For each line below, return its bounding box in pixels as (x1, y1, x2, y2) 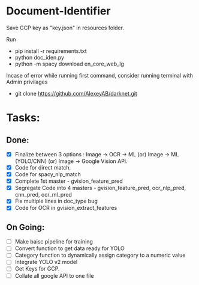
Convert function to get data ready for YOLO (14, 245, 125, 252)
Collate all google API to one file (14, 272, 94, 279)
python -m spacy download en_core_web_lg (14, 60, 125, 67)
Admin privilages (6, 78, 48, 85)
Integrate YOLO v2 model (14, 259, 78, 266)
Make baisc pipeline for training (14, 238, 93, 245)
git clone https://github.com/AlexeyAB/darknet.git (14, 90, 138, 97)
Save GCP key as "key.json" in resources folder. (6, 24, 125, 31)
